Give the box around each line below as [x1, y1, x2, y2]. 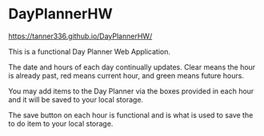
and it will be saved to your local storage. [8, 94, 144, 104]
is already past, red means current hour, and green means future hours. [8, 70, 244, 80]
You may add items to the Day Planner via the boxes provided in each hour [8, 86, 254, 96]
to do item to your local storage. [8, 118, 114, 128]
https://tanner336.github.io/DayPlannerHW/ [8, 31, 153, 41]
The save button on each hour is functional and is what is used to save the [8, 110, 254, 120]
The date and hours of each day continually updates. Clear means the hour [8, 62, 256, 72]
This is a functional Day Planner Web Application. [8, 46, 170, 56]
